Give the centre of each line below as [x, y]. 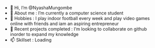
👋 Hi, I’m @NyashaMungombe [41, 8]
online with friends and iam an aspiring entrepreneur [64, 23]
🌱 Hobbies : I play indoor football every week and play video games [80, 18]
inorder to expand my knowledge [44, 34]
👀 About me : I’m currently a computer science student [67, 13]
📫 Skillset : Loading [31, 40]
